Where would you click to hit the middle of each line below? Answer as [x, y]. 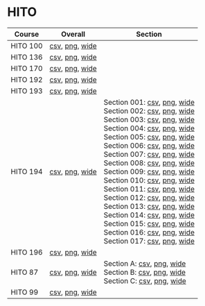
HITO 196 [27, 252]
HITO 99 [25, 292]
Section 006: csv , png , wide [149, 145]
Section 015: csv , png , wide [149, 223]
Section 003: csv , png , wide [149, 119]
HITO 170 [27, 68]
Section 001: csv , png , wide [149, 102]
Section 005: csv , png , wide [149, 137]
